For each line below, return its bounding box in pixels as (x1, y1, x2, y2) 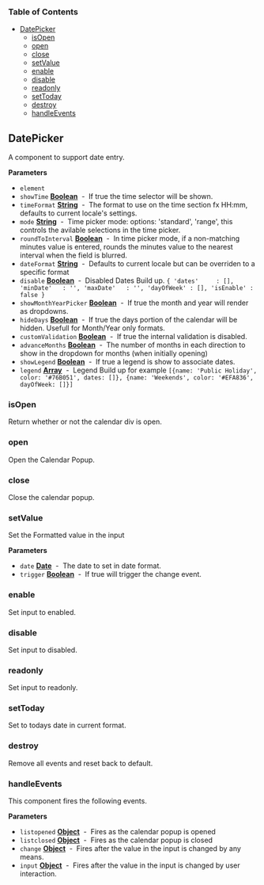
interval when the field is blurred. (19, 250, 128, 260)
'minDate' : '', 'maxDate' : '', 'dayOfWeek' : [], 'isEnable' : (19, 284, 255, 292)
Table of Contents (8, 6, 79, 17)
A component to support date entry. (8, 153, 125, 162)
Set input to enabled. (8, 607, 77, 616)
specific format (19, 268, 70, 277)
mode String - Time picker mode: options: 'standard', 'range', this (19, 217, 233, 227)
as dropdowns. (19, 307, 69, 316)
